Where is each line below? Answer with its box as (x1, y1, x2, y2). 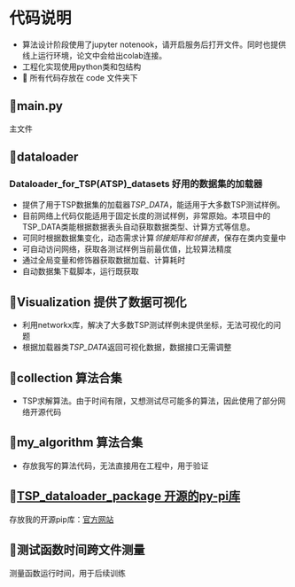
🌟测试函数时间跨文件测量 (9, 543, 145, 558)
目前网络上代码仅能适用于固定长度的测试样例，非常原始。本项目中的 (21, 210, 271, 222)
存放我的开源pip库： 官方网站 (9, 513, 114, 524)
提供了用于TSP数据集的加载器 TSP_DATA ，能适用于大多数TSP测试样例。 (21, 200, 285, 210)
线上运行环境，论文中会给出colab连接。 (21, 50, 167, 60)
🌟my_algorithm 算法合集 (9, 435, 144, 450)
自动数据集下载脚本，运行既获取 (21, 266, 139, 277)
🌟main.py (9, 98, 64, 113)
